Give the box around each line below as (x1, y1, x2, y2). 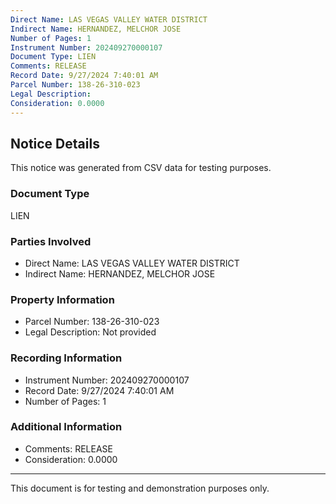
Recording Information (10, 351, 123, 365)
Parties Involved (10, 234, 92, 248)
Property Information (10, 292, 115, 306)
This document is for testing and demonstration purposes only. (10, 482, 270, 494)
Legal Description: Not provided (24, 326, 157, 338)
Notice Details (10, 135, 100, 152)
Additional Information (10, 420, 123, 434)
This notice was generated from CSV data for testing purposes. (10, 162, 272, 174)
